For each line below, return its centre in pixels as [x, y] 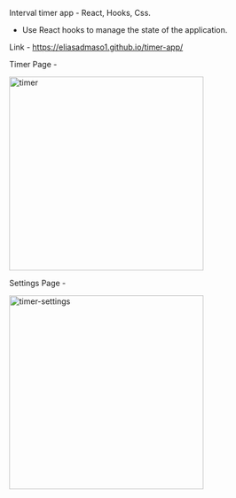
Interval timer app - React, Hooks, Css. [80, 13]
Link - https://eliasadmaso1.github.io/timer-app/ [96, 47]
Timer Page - [33, 64]
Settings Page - [38, 283]
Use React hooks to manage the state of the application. [125, 30]
